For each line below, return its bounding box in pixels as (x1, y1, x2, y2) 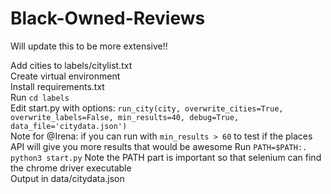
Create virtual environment (10, 70, 121, 82)
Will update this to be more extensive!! (10, 40, 168, 52)
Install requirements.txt (10, 80, 105, 92)
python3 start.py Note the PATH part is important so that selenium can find (10, 151, 322, 163)
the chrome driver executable (10, 162, 132, 174)
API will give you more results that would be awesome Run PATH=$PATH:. (10, 140, 308, 152)
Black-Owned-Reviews (10, 7, 206, 30)
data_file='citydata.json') (10, 121, 128, 131)
